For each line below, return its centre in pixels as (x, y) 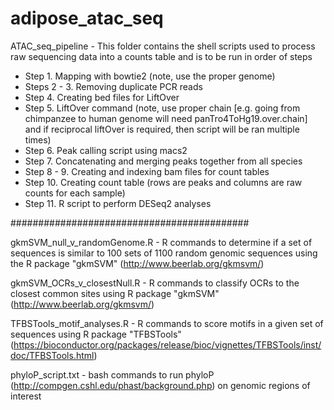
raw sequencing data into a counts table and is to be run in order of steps (161, 56)
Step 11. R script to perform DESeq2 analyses (118, 203)
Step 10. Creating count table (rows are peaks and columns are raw (163, 182)
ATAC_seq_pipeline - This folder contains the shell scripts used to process (163, 46)
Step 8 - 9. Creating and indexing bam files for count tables (147, 171)
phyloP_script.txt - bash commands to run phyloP (112, 374)
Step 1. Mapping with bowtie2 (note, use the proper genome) (150, 76)
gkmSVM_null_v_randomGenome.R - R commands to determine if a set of (161, 242)
